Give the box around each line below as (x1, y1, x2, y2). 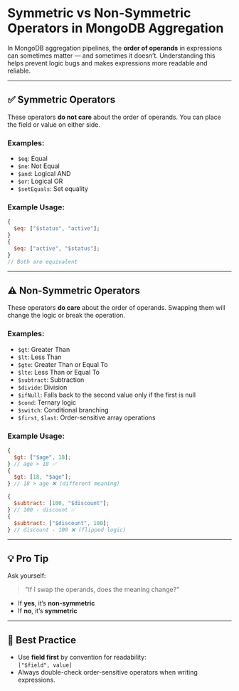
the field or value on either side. (7, 120, 101, 129)
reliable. (7, 66, 31, 75)
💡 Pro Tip (7, 552, 49, 564)
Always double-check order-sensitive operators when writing (17, 668, 198, 676)
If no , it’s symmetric (17, 607, 78, 615)
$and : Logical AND (17, 170, 71, 178)
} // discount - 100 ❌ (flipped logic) (7, 526, 127, 534)
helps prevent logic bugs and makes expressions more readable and (7, 58, 208, 67)
